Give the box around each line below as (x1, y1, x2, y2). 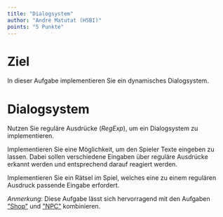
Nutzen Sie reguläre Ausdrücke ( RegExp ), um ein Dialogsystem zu (7, 124, 198, 133)
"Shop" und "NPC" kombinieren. (7, 202, 101, 211)
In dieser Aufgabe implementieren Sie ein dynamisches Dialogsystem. (7, 76, 209, 85)
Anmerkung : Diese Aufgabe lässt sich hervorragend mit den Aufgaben (7, 195, 210, 203)
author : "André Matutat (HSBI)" (7, 17, 102, 24)
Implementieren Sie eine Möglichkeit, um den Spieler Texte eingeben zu (7, 145, 215, 154)
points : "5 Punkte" (7, 23, 65, 30)
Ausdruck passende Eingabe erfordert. (7, 181, 120, 190)
